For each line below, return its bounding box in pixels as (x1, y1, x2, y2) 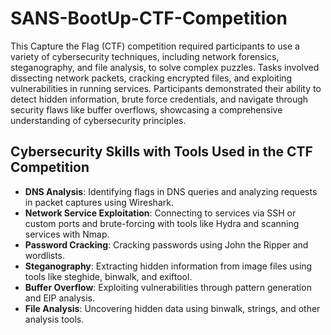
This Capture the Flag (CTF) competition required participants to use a (10, 40, 300, 52)
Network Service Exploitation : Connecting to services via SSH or (24, 207, 297, 219)
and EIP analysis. (24, 292, 96, 304)
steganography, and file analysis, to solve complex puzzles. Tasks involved (10, 61, 320, 73)
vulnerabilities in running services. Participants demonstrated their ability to (10, 82, 322, 94)
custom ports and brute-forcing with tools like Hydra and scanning (24, 217, 300, 229)
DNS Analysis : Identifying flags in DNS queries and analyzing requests (24, 185, 318, 197)
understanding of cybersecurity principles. (10, 114, 187, 126)
